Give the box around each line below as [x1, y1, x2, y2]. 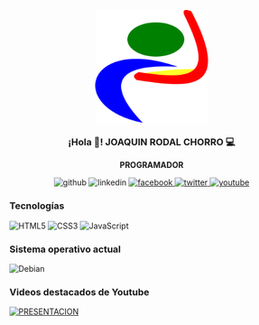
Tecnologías [9, 200, 65, 212]
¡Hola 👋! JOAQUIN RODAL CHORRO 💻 [68, 135, 236, 148]
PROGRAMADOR [119, 160, 184, 171]
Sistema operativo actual [9, 243, 122, 255]
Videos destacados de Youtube [9, 285, 150, 298]
